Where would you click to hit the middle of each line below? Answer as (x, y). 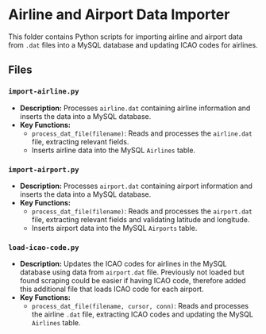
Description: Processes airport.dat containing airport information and (136, 186)
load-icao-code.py (44, 247)
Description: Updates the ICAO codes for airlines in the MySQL (123, 264)
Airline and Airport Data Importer (119, 15)
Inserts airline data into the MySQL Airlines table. (114, 150)
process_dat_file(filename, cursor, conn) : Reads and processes (140, 306)
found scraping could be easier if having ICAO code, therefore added (133, 281)
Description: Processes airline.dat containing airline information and (135, 108)
